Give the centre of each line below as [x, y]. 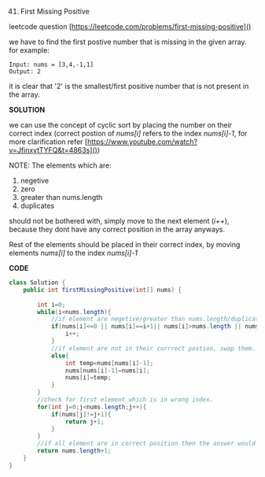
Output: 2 [25, 72]
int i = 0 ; [52, 305]
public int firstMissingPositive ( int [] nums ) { [102, 290]
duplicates [37, 205]
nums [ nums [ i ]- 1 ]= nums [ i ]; [107, 370]
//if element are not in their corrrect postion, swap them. [153, 348]
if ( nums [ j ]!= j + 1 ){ [81, 414]
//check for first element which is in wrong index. [125, 400]
